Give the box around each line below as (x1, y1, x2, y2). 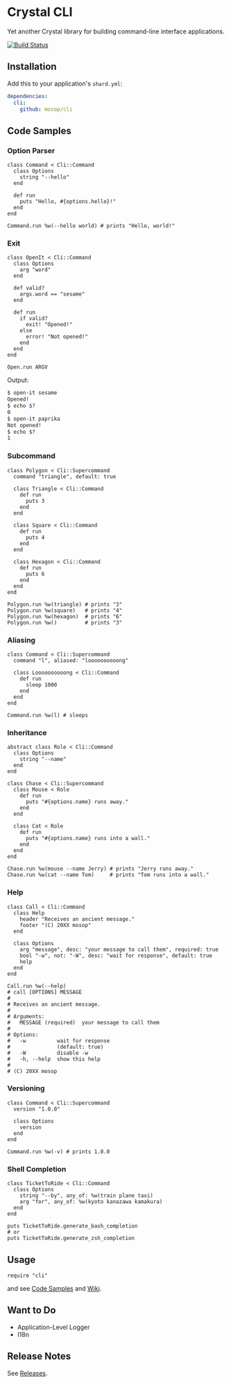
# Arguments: (7, 1013, 45, 1020)
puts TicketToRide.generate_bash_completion (7, 1223, 138, 1230)
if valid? (19, 315, 49, 322)
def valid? (13, 284, 45, 292)
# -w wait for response (7, 1037, 110, 1044)
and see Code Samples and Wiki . (7, 1284, 102, 1292)
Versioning (7, 1084, 45, 1093)
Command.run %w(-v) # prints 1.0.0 (7, 1148, 110, 1155)
